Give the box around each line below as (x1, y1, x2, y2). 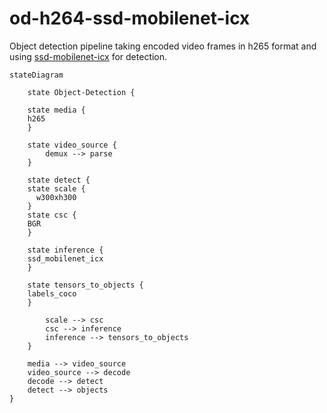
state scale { (27, 183, 86, 194)
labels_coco (27, 288, 77, 299)
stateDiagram (9, 70, 64, 80)
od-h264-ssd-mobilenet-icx (9, 7, 251, 30)
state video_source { (27, 140, 117, 150)
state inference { (27, 245, 104, 255)
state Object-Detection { (27, 87, 136, 97)
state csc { (27, 210, 77, 220)
